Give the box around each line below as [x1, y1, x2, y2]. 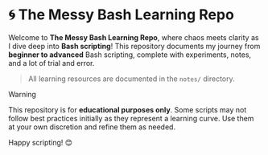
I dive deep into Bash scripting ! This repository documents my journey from [8, 41, 261, 51]
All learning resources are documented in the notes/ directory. [27, 74, 235, 84]
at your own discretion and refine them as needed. [8, 122, 175, 132]
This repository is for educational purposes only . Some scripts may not [8, 104, 247, 114]
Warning [8, 89, 36, 99]
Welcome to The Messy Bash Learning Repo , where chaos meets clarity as [8, 32, 259, 42]
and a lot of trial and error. [8, 58, 95, 67]
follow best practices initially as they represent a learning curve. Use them [8, 113, 254, 123]
